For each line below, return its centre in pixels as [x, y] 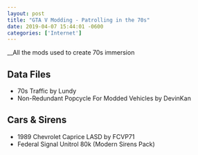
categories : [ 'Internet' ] [44, 33]
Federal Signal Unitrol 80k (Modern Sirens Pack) [86, 144]
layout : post [26, 13]
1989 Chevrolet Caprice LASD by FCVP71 [76, 136]
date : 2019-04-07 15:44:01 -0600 [55, 26]
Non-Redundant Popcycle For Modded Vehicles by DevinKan [104, 98]
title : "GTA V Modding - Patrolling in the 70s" [79, 20]
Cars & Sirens [37, 120]
